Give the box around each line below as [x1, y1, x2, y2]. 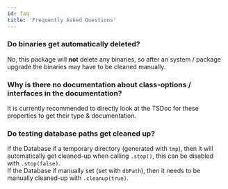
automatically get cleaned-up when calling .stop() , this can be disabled [7, 152, 214, 160]
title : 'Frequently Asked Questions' [7, 17, 117, 24]
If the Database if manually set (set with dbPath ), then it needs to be [7, 167, 201, 175]
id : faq [7, 10, 30, 17]
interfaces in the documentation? [7, 88, 122, 98]
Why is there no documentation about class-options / [7, 80, 191, 89]
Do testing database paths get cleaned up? [7, 129, 155, 138]
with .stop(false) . [7, 159, 60, 168]
